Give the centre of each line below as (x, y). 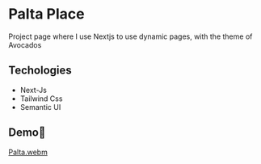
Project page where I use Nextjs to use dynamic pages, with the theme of (130, 36)
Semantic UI (40, 107)
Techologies (40, 71)
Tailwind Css (41, 99)
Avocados (25, 44)
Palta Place (46, 14)
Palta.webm (28, 152)
